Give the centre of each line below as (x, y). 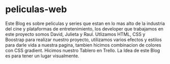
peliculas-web (36, 9)
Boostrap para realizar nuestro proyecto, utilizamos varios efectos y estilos (83, 40)
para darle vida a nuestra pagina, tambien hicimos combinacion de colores (83, 45)
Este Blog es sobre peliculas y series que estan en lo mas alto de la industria (85, 23)
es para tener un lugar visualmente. (42, 56)
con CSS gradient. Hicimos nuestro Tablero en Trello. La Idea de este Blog (83, 50)
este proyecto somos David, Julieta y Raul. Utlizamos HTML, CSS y (75, 34)
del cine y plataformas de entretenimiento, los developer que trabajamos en (84, 28)
